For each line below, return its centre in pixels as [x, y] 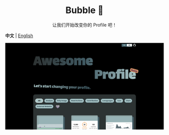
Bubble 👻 [84, 10]
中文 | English [19, 35]
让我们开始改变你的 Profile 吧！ [84, 25]
